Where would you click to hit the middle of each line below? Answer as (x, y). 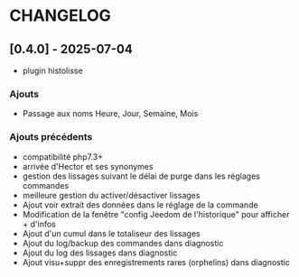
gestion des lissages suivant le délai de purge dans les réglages (141, 176)
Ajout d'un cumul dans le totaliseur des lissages (111, 233)
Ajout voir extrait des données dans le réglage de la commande (140, 205)
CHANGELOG (60, 16)
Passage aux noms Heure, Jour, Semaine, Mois (110, 114)
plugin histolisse (52, 70)
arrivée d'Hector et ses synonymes (88, 166)
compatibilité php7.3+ (63, 157)
